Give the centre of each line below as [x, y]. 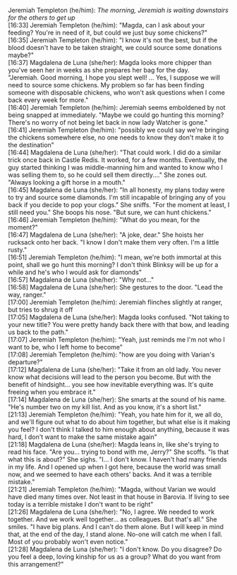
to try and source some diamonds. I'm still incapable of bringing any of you [117, 197]
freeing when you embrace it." [52, 392]
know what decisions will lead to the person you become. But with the [110, 377]
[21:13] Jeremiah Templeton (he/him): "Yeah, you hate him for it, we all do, [115, 414]
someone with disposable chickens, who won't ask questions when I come [116, 92]
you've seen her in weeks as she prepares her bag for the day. [99, 70]
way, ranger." [27, 295]
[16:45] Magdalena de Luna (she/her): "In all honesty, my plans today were [116, 190]
